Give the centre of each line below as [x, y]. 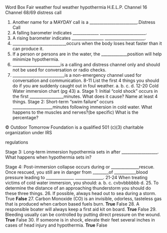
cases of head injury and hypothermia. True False [56, 225]
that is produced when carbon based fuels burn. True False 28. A [72, 204]
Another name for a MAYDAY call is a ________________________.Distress [84, 22]
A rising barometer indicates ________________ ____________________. [79, 38]
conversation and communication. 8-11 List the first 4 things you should [86, 80]
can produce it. [28, 49]
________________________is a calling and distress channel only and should [86, 65]
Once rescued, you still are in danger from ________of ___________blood [77, 172]
